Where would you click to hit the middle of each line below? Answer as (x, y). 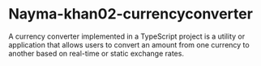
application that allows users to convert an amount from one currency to (129, 44)
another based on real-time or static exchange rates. (96, 53)
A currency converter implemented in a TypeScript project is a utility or (127, 36)
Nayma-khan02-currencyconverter (131, 14)
